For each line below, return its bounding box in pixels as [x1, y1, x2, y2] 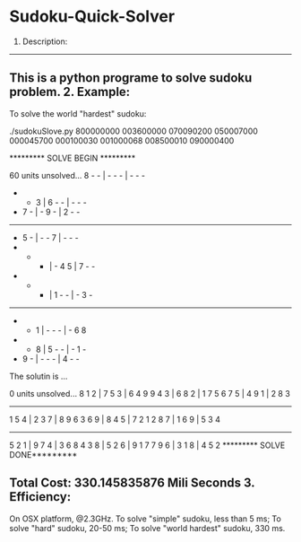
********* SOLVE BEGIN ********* [9, 153, 136, 163]
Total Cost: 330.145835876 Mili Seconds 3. [9, 476, 255, 491]
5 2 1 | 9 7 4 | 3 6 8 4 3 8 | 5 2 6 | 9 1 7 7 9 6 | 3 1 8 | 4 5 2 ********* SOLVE [9, 440, 286, 450]
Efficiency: [9, 489, 72, 504]
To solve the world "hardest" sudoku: [9, 108, 147, 118]
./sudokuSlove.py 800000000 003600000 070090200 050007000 [9, 126, 258, 136]
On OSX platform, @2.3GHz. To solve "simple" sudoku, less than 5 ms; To [9, 513, 282, 524]
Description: [21, 36, 68, 47]
